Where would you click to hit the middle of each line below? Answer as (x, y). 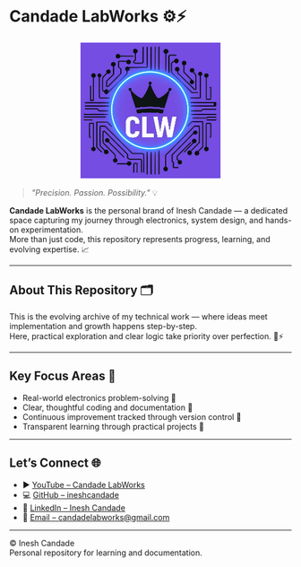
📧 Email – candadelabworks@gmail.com (96, 517)
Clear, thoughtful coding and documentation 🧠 (107, 407)
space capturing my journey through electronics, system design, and (137, 221)
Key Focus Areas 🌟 (63, 376)
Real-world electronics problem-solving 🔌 (99, 397)
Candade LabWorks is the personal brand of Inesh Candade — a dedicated (149, 211)
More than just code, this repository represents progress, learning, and (140, 240)
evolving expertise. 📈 (49, 249)
